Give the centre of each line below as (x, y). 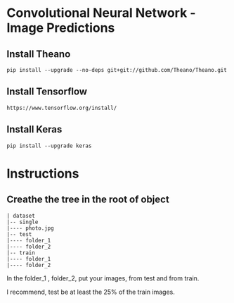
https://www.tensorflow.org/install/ (62, 108)
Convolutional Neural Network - (101, 13)
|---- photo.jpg (30, 228)
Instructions (43, 173)
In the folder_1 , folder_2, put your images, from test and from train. (103, 278)
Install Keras (34, 129)
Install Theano (39, 54)
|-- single (22, 222)
